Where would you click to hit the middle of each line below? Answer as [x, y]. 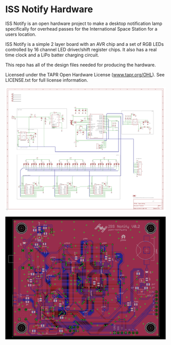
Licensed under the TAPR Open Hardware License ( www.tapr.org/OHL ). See [85, 74]
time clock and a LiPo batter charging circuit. [52, 55]
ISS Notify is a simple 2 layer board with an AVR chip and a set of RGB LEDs [84, 44]
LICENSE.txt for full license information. [47, 80]
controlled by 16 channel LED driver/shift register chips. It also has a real [81, 49]
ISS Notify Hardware [49, 9]
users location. [21, 34]
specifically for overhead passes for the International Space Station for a [81, 28]
